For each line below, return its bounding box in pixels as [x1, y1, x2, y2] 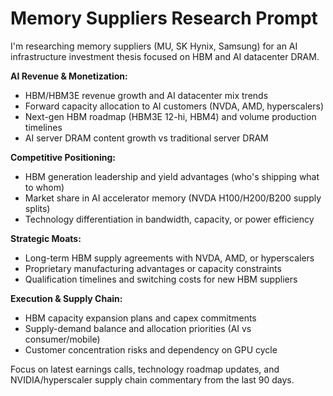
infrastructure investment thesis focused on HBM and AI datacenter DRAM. [10, 50, 320, 62]
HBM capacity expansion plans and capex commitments [24, 312, 257, 324]
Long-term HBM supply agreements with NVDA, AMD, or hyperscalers [24, 252, 315, 264]
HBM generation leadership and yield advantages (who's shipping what [24, 170, 320, 182]
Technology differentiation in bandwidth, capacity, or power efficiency [24, 213, 315, 225]
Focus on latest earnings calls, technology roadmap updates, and [10, 363, 280, 375]
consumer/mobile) [24, 333, 101, 345]
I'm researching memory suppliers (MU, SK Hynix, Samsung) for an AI [10, 40, 298, 52]
